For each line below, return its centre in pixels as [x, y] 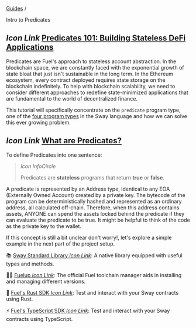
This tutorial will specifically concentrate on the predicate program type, [93, 110]
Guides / [16, 8]
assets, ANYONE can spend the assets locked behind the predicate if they [95, 213]
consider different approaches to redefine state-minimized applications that [97, 92]
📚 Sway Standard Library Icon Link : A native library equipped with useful [94, 255]
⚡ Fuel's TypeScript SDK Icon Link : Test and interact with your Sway [88, 310]
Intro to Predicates [28, 20]
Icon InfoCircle [38, 166]
